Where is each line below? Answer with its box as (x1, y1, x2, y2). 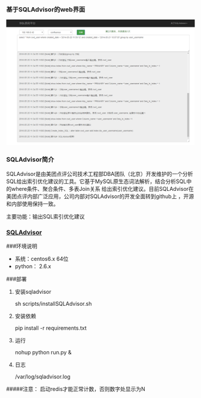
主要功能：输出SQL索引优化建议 (6, 212, 85, 220)
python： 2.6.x (14, 263, 51, 270)
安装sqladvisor (14, 288, 51, 296)
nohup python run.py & (14, 349, 72, 356)
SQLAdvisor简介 (6, 156, 54, 164)
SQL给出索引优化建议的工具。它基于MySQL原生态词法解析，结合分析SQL (6, 178, 187, 185)
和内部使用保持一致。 (6, 200, 59, 207)
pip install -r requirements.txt (14, 324, 87, 332)
